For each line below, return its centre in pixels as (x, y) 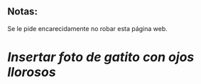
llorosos (32, 72)
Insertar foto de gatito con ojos (101, 57)
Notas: (22, 12)
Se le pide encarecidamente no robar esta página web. (88, 28)
